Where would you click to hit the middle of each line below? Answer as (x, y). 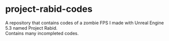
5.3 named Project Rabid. (32, 28)
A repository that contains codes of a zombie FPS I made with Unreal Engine (84, 23)
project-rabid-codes (49, 9)
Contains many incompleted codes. (42, 33)
